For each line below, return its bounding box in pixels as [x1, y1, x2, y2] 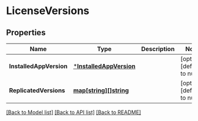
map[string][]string [73, 86, 129, 95]
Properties [6, 28, 46, 38]
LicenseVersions [6, 4, 90, 18]
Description [141, 45, 175, 53]
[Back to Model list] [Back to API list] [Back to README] [6, 109, 141, 116]
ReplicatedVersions [9, 86, 65, 95]
